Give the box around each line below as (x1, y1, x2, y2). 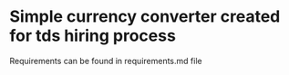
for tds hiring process (9, 25, 176, 46)
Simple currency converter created (9, 6, 281, 27)
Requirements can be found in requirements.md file (9, 55, 202, 66)
